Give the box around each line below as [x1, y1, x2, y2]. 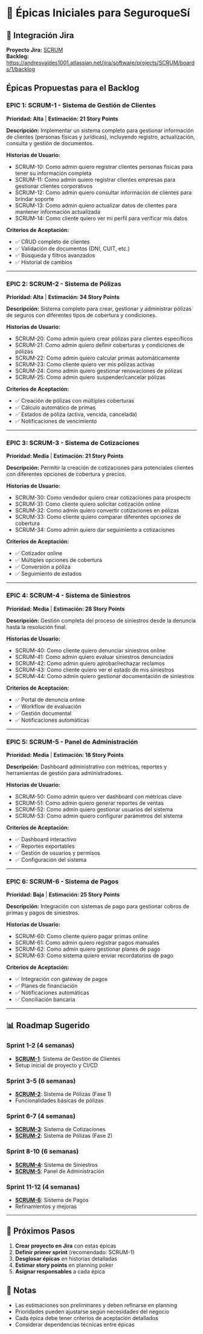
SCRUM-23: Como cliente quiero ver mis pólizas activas [14, 360, 155, 368]
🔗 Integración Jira [6, 30, 74, 41]
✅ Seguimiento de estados [14, 570, 82, 578]
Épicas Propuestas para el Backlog [6, 83, 140, 93]
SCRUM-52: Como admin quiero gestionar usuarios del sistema [14, 805, 173, 813]
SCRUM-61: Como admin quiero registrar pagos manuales [14, 939, 159, 946]
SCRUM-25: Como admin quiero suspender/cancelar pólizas [14, 373, 166, 381]
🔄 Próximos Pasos [6, 1226, 76, 1237]
